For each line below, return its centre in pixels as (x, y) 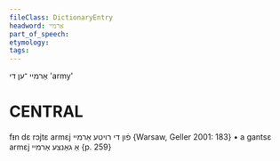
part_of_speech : (39, 34)
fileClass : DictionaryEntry (61, 17)
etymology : (29, 42)
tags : (19, 51)
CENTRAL (46, 112)
